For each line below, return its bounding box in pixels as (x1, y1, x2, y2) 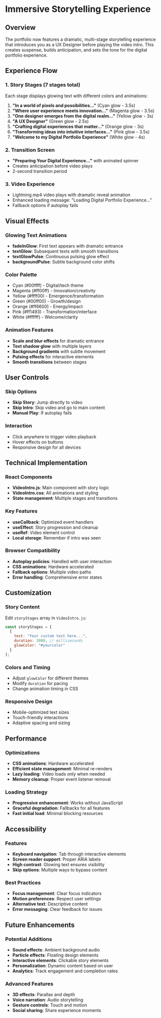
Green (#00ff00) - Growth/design (12, 298, 81, 304)
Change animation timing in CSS (12, 685, 78, 691)
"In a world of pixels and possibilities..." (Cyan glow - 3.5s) (12, 102, 135, 108)
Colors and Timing (5, 664, 51, 671)
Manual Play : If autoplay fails (12, 410, 72, 416)
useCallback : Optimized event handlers (12, 519, 94, 525)
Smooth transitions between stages (12, 359, 87, 365)
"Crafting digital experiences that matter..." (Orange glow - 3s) (12, 123, 144, 130)
